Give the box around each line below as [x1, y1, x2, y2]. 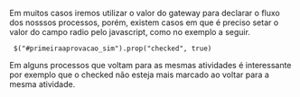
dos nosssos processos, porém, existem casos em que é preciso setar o [9, 17, 279, 28]
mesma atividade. [9, 79, 76, 89]
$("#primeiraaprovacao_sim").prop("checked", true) [13, 44, 212, 53]
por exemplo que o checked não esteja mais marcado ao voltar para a [9, 69, 269, 80]
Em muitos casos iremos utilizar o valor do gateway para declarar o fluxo [9, 8, 280, 18]
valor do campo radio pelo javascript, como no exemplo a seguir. [9, 27, 251, 37]
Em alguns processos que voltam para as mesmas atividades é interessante [9, 60, 292, 70]
